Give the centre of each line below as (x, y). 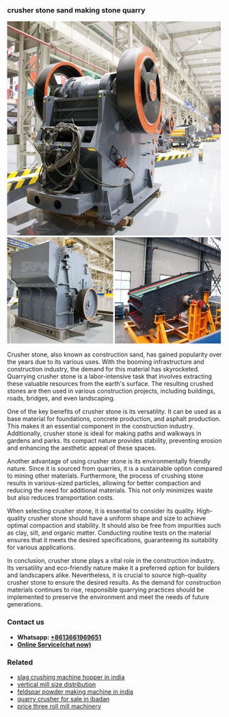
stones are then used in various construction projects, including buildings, (111, 391)
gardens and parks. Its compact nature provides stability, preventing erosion (114, 441)
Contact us (26, 622)
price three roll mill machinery (59, 706)
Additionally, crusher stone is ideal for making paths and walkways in (104, 433)
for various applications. (41, 548)
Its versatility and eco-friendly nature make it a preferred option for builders (113, 568)
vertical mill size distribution (56, 684)
